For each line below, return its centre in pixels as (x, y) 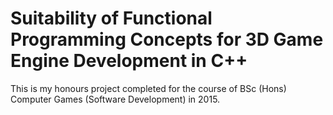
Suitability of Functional (111, 18)
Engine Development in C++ (129, 61)
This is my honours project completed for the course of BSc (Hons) (148, 88)
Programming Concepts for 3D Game (167, 39)
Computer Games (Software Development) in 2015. (115, 99)
